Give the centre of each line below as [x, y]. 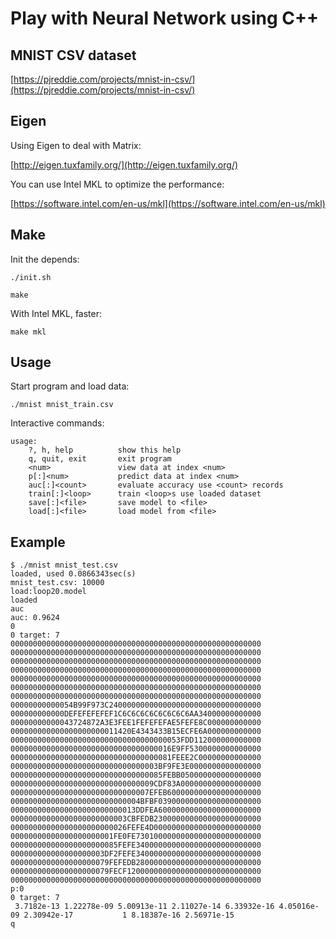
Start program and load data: [70, 386]
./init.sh [31, 277]
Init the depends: [45, 259]
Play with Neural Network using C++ [165, 18]
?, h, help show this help [105, 450]
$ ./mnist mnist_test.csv [64, 565]
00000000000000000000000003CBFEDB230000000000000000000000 [136, 819]
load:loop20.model [48, 592]
